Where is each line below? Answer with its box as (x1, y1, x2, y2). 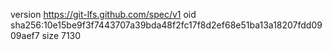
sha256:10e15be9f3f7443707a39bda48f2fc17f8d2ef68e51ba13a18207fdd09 (10, 19, 323, 31)
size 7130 (41, 30, 82, 41)
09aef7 (10, 30, 40, 41)
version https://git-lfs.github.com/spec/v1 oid (10, 9, 197, 20)
